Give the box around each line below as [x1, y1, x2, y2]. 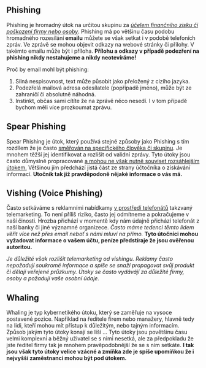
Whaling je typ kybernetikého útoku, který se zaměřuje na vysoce [6, 309, 172, 316]
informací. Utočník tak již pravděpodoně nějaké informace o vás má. [6, 170, 183, 177]
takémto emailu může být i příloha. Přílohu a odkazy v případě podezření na [6, 47, 199, 55]
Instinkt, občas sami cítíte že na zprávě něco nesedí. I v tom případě [15, 97, 188, 104]
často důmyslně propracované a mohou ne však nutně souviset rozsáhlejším [6, 157, 200, 164]
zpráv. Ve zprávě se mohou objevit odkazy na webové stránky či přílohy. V [6, 40, 194, 48]
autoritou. [6, 243, 32, 251]
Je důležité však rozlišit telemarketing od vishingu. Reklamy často [6, 255, 174, 263]
